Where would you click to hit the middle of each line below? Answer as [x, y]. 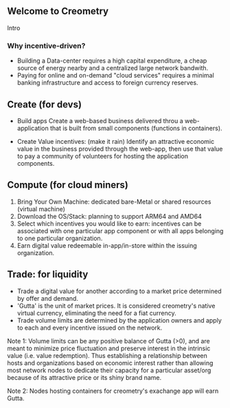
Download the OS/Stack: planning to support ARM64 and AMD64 [110, 216]
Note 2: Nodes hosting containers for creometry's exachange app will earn [113, 391]
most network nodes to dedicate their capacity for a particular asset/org [109, 370]
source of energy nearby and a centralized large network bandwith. [113, 68]
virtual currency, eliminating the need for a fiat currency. [96, 313]
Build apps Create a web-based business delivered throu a [100, 120]
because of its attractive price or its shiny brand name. [84, 377]
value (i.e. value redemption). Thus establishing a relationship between [107, 355]
